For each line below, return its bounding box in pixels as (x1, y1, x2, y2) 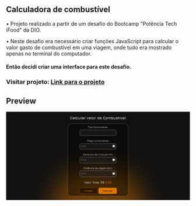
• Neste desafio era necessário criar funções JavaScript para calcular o (6, 37, 179, 44)
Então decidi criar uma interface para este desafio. (6, 64, 132, 71)
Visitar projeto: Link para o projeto (6, 78, 105, 86)
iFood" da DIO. (6, 26, 41, 33)
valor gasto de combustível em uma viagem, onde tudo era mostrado (6, 44, 172, 51)
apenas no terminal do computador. (6, 50, 92, 57)
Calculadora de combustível (6, 5, 111, 15)
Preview (6, 96, 37, 106)
